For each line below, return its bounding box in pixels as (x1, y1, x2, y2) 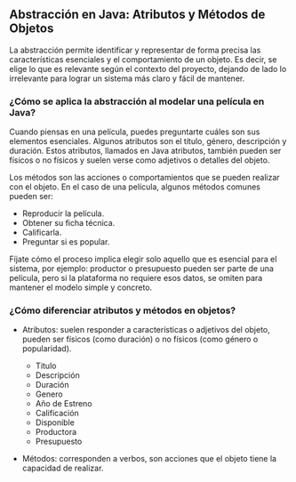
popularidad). (21, 343, 72, 354)
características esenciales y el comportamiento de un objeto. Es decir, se (9, 53, 277, 65)
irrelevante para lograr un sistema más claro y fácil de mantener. (9, 73, 245, 84)
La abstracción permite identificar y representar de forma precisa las (9, 44, 261, 55)
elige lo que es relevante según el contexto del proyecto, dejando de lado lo (9, 63, 287, 74)
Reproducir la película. (21, 208, 105, 219)
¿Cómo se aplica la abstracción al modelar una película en (9, 95, 265, 108)
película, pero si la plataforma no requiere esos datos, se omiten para (9, 273, 263, 284)
